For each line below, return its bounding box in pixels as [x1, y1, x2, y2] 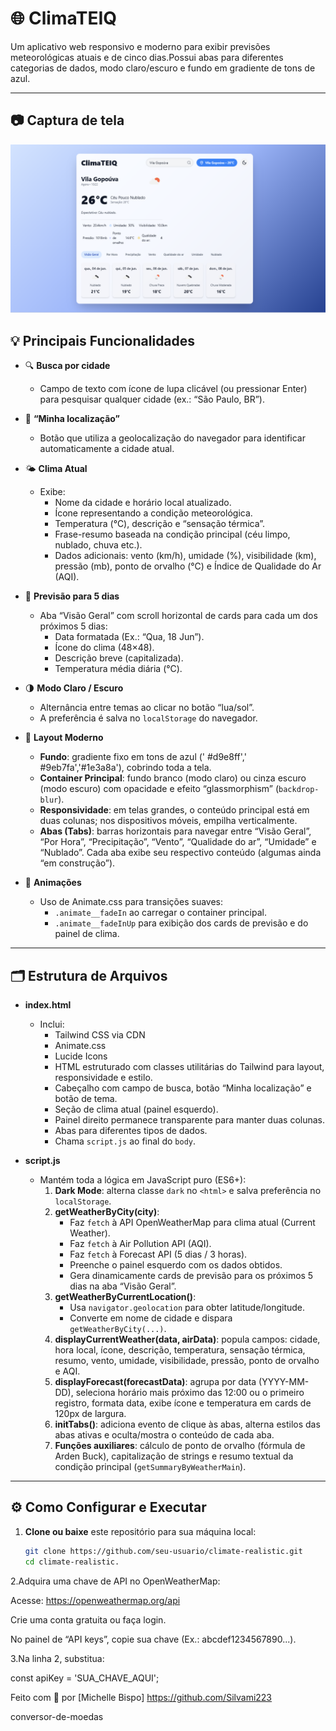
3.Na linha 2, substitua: [10, 1652, 105, 1664]
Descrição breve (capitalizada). [54, 652, 184, 664]
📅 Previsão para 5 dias [24, 590, 120, 602]
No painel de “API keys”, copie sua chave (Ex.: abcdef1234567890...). [10, 1633, 297, 1645]
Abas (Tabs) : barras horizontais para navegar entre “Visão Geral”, [39, 825, 312, 837]
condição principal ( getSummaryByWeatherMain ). [54, 1461, 247, 1473]
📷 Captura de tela [10, 112, 125, 129]
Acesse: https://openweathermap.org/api [10, 1594, 181, 1606]
